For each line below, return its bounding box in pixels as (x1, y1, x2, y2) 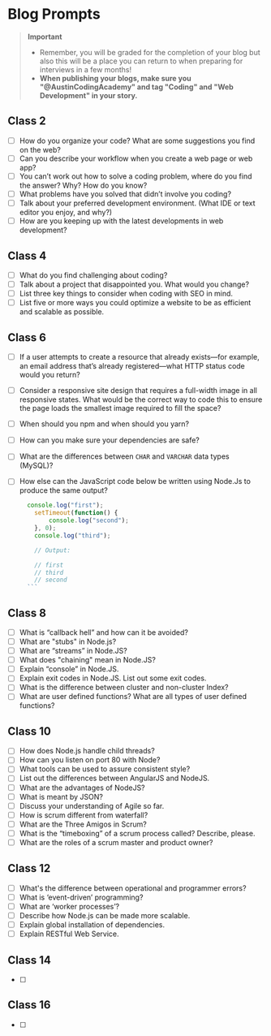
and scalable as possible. (19, 307, 105, 317)
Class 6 (7, 330, 46, 344)
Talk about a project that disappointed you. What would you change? (19, 279, 249, 289)
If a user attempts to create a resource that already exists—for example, (19, 352, 260, 361)
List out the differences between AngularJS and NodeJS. (19, 773, 210, 783)
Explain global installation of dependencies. (19, 920, 166, 930)
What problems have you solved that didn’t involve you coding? (19, 188, 232, 199)
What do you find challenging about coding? (19, 270, 168, 280)
